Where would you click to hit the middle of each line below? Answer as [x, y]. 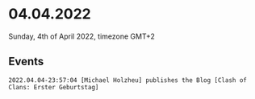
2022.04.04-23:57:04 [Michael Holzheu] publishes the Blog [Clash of [128, 80]
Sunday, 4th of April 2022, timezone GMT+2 [82, 36]
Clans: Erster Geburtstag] [54, 87]
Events [26, 62]
